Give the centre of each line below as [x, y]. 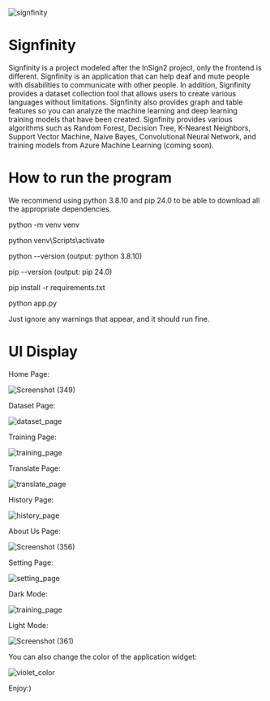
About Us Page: [34, 531]
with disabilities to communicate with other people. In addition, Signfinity [130, 84]
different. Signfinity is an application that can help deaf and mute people [129, 76]
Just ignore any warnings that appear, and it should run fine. [109, 318]
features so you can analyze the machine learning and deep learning [123, 110]
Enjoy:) [20, 688]
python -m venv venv [44, 224]
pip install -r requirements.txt [57, 287]
